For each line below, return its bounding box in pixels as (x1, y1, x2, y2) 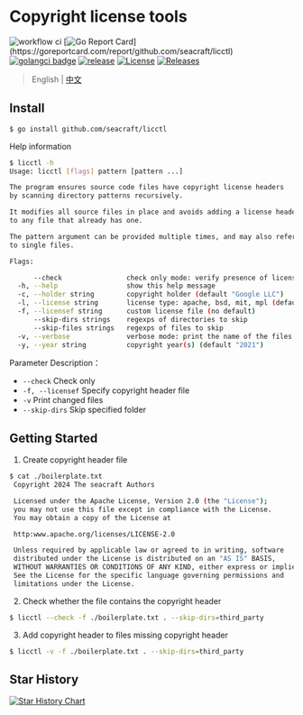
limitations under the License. (13, 579, 135, 588)
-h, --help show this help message (17, 281, 216, 290)
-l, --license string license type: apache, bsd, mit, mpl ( (17, 298, 277, 307)
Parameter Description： (9, 358, 101, 369)
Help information (9, 141, 72, 151)
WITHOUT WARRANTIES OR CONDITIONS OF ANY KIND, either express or (13, 563, 269, 572)
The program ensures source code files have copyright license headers (9, 183, 284, 192)
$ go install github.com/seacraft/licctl (9, 124, 168, 133)
